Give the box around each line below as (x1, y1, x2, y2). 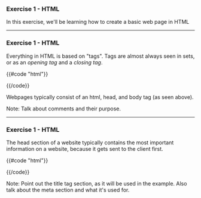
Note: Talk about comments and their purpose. (6, 105, 121, 112)
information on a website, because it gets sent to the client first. (6, 145, 163, 152)
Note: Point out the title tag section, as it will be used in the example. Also (6, 180, 187, 187)
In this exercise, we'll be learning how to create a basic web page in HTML (6, 18, 190, 26)
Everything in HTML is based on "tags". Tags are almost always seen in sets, (6, 52, 195, 60)
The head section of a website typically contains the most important (6, 139, 174, 146)
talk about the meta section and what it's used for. (6, 186, 130, 193)
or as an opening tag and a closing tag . (6, 58, 103, 66)
